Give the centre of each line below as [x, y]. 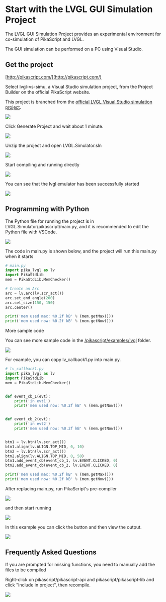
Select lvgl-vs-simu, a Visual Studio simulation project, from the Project [79, 87]
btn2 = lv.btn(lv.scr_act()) [36, 451]
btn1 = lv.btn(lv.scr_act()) [36, 442]
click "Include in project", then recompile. [48, 585]
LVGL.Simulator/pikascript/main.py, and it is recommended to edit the [77, 226]
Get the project [29, 65]
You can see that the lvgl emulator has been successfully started [72, 184]
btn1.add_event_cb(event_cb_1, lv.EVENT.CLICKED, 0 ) [62, 461]
